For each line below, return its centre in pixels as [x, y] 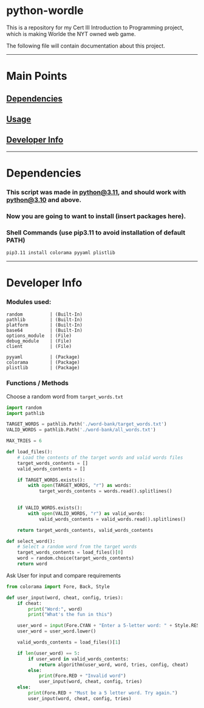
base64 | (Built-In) [45, 331]
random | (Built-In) [45, 314]
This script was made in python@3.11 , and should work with [96, 192]
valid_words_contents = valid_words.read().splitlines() [112, 519]
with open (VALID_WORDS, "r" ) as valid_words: [87, 513]
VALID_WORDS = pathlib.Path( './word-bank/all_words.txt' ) [81, 430]
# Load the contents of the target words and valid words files [100, 458]
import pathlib [25, 413]
